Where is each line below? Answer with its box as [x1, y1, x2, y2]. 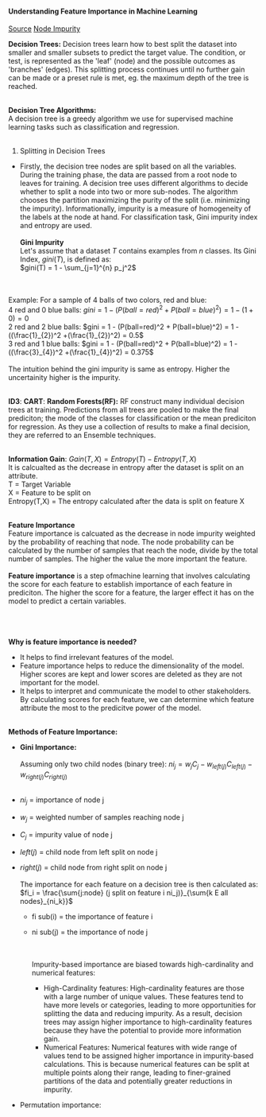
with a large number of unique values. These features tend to [43, 991, 244, 1001]
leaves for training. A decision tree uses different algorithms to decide [19, 179, 249, 188]
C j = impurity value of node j [19, 830, 113, 841]
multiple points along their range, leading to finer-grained [43, 1068, 231, 1077]
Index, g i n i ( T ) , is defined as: [19, 254, 112, 264]
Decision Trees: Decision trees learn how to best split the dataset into [8, 40, 237, 49]
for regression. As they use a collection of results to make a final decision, [8, 421, 250, 431]
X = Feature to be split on [8, 487, 91, 497]
